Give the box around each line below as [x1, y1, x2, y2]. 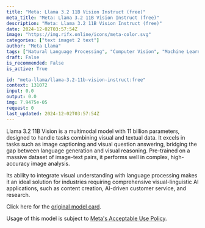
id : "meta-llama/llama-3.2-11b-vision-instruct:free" [6, 77, 146, 83]
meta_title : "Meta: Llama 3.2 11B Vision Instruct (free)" [6, 15, 160, 21]
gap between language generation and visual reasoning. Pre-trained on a [6, 147, 190, 154]
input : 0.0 [6, 88, 34, 94]
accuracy [6, 160, 30, 167]
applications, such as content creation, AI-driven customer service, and [6, 184, 187, 192]
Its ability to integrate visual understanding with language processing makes [6, 171, 198, 179]
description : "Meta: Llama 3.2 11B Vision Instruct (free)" [6, 20, 163, 26]
